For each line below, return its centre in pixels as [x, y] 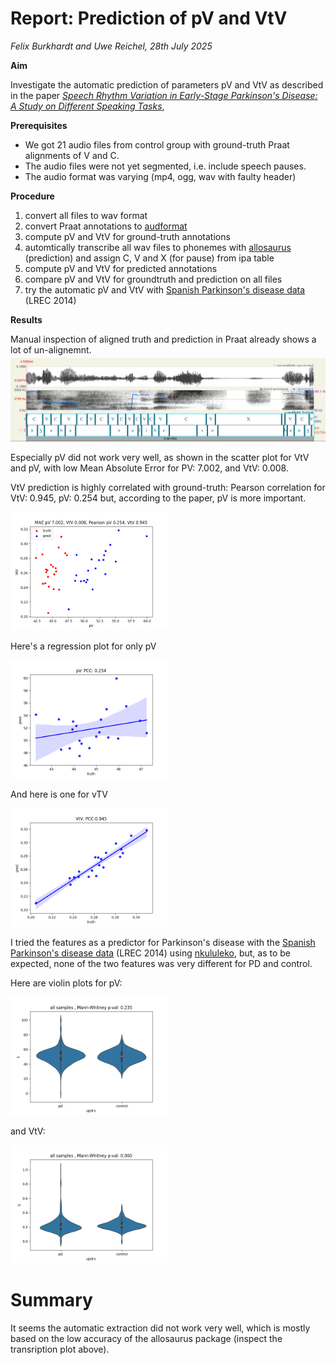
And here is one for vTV [59, 794]
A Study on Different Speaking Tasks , [87, 106]
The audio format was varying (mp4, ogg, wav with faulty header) [160, 176]
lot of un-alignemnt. [51, 349]
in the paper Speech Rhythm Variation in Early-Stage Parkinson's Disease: [164, 95]
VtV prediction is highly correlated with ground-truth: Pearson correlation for [168, 487]
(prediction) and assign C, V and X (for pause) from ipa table [149, 258]
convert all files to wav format [86, 215]
